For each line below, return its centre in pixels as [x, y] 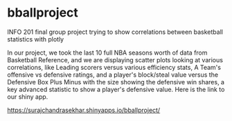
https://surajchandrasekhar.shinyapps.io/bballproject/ [84, 110]
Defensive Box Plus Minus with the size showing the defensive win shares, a [116, 82]
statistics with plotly [36, 39]
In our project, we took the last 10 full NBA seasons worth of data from [107, 53]
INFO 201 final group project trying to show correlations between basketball [115, 32]
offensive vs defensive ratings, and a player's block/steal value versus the [113, 75]
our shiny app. [28, 96]
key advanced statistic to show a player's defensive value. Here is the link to [116, 89]
